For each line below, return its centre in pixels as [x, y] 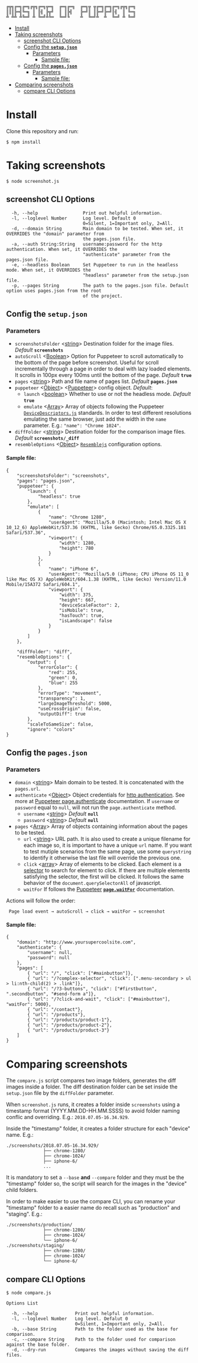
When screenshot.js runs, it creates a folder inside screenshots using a [93, 1104]
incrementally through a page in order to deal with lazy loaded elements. [103, 369]
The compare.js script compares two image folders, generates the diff [91, 1081]
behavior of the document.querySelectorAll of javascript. [92, 883]
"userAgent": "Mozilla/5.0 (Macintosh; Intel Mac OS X [117, 522]
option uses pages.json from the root [54, 291]
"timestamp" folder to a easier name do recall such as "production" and [93, 1208]
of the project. [103, 296]
